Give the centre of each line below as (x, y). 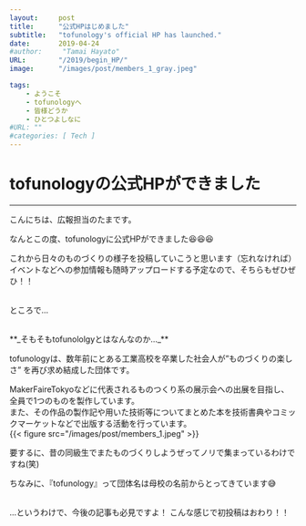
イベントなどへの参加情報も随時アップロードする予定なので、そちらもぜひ (149, 269)
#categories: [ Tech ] (52, 136)
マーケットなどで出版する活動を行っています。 (104, 423)
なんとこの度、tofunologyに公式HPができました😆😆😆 (112, 239)
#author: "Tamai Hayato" (65, 52)
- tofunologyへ (54, 102)
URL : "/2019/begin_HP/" (69, 60)
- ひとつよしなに (54, 119)
